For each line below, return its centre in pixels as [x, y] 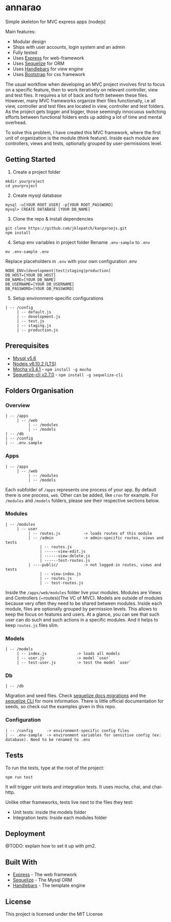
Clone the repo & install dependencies [53, 219]
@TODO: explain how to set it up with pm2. [51, 846]
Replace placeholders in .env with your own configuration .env [71, 261]
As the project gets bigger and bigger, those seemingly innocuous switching [86, 112]
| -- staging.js [34, 325]
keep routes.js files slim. [32, 625]
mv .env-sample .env [27, 252]
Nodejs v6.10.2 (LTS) [34, 363]
